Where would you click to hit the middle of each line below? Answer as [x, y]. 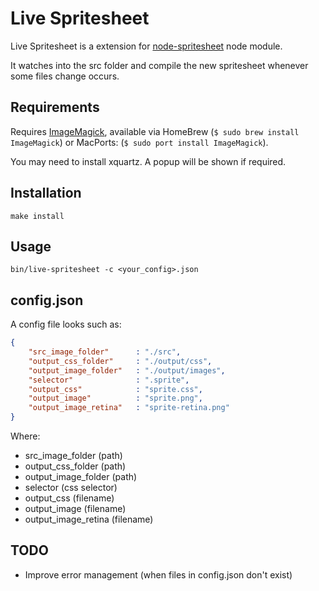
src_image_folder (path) [73, 456]
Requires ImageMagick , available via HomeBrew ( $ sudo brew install [155, 131]
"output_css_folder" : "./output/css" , [120, 361]
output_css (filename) [69, 498]
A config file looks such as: [66, 324]
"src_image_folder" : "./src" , [105, 352]
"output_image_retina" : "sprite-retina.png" [129, 408]
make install [37, 216]
